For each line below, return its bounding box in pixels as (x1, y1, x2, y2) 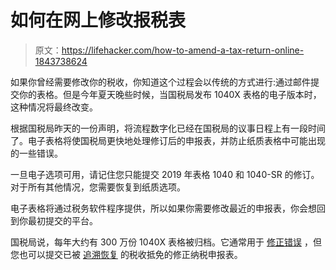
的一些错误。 (10, 147, 63, 159)
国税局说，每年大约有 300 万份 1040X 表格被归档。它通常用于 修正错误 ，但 (10, 236, 322, 248)
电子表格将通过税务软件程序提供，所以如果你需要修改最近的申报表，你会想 (10, 202, 317, 214)
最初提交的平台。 (27, 214, 98, 226)
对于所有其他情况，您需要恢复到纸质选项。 (10, 181, 186, 193)
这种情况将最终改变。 (10, 101, 98, 113)
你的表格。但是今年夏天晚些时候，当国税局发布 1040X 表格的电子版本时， (18, 88, 322, 100)
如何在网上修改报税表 (10, 9, 187, 32)
